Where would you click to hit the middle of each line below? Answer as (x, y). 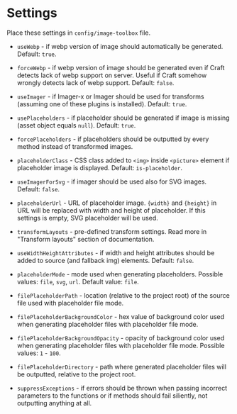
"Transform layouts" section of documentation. (86, 239)
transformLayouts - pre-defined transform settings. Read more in (112, 231)
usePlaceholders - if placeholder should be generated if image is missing (123, 118)
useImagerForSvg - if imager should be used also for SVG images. (112, 181)
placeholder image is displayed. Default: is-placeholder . (99, 167)
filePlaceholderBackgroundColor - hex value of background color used (121, 316)
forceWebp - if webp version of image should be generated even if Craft (121, 67)
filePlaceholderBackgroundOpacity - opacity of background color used (121, 337)
